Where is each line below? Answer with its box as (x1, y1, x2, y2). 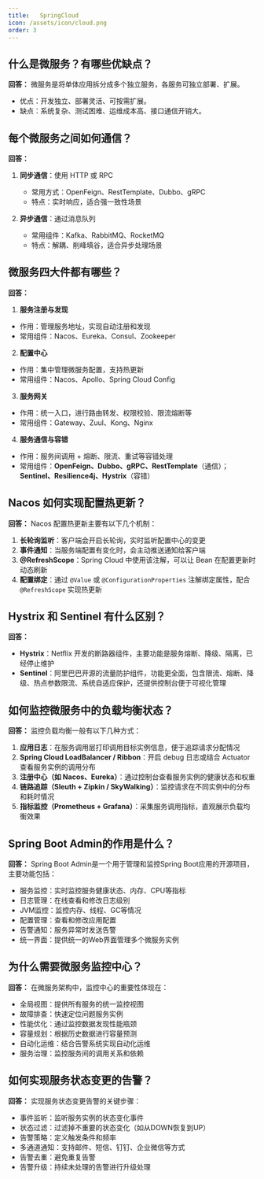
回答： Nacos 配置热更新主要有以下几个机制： (8, 519, 157, 528)
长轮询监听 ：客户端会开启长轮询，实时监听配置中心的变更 (19, 535, 206, 545)
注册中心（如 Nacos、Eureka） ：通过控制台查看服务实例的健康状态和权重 (19, 772, 255, 782)
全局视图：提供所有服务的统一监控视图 (19, 999, 144, 1008)
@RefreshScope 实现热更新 (19, 584, 102, 594)
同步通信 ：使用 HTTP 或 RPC (19, 171, 114, 179)
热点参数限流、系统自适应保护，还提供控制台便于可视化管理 (33, 678, 226, 688)
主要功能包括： (8, 869, 57, 878)
